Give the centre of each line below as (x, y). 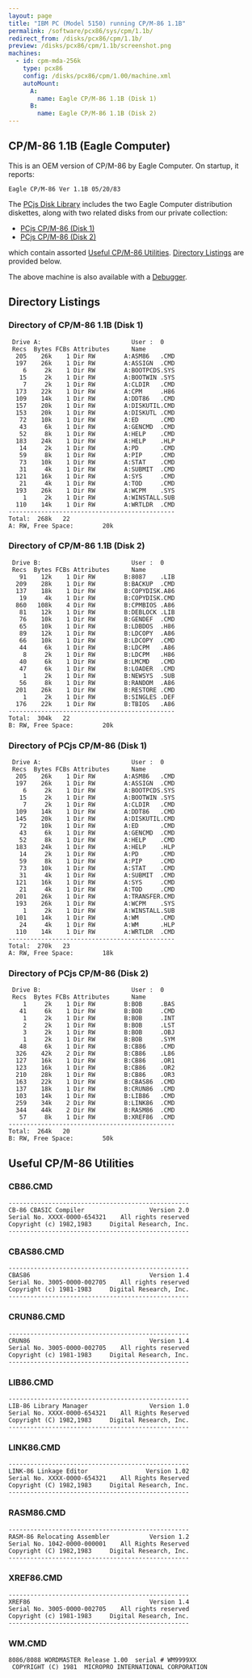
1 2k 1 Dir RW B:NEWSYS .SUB (99, 675)
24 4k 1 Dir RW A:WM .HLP (97, 925)
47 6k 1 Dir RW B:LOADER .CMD (97, 669)
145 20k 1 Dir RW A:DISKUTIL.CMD (95, 819)
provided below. (35, 261)
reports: (21, 174)
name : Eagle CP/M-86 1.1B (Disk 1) (97, 99)
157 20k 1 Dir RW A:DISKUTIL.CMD (95, 406)
